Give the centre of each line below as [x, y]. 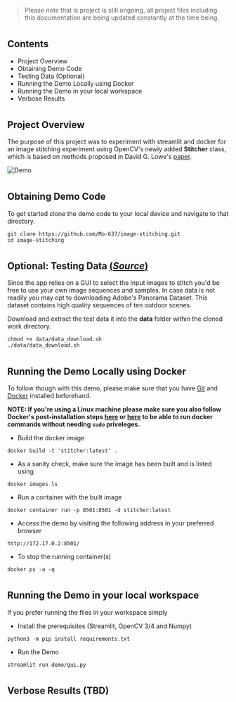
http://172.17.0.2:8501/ [44, 544]
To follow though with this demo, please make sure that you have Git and [112, 388]
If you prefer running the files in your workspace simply [87, 612]
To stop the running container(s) [64, 557]
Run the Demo [38, 652]
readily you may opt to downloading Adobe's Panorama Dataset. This [107, 298]
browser [29, 531]
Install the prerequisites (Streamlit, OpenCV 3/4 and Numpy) [105, 626]
